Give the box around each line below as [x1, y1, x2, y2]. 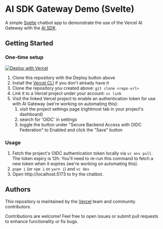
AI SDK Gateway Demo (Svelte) [5, 3, 135, 15]
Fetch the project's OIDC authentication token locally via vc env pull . [12, 150, 153, 156]
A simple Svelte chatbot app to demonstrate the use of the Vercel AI [5, 20, 143, 26]
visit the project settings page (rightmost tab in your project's [19, 106, 144, 112]
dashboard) [19, 111, 43, 117]
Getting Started [5, 39, 54, 48]
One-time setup [5, 54, 44, 61]
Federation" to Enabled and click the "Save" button [19, 127, 123, 133]
